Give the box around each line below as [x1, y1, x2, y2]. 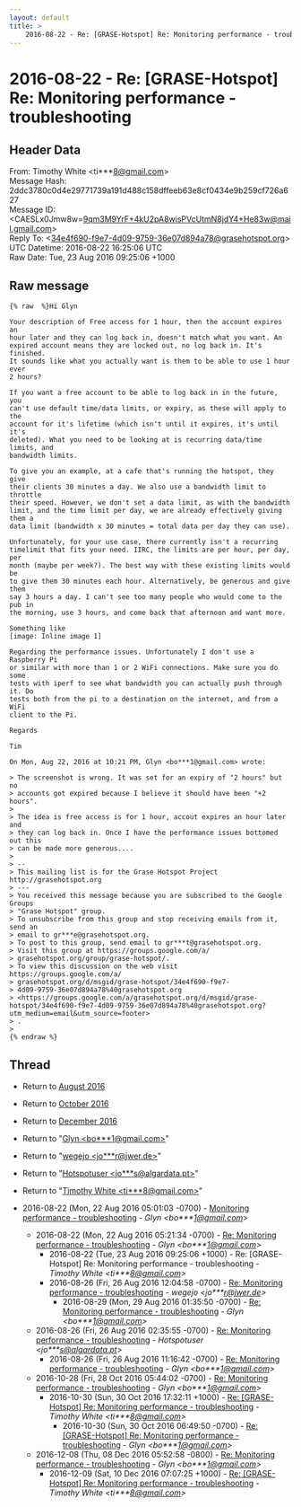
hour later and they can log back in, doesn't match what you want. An [9, 333, 282, 342]
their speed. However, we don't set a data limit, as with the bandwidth [9, 498, 291, 507]
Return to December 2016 [21, 1115, 118, 1126]
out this [9, 836, 42, 845]
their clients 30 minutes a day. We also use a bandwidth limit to [9, 482, 267, 492]
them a [9, 514, 34, 524]
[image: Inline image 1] [9, 632, 102, 641]
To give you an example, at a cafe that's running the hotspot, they [9, 467, 275, 476]
